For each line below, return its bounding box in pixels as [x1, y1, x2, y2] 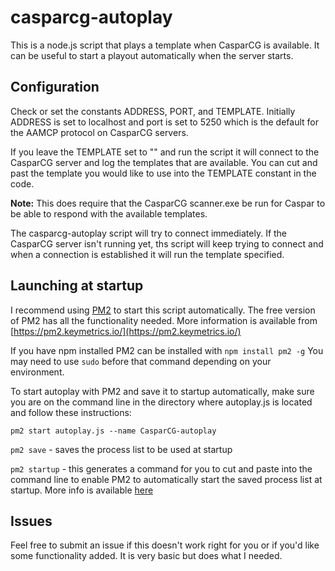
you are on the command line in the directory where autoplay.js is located [10, 396, 313, 408]
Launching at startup [10, 277, 144, 295]
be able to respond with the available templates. [10, 207, 208, 220]
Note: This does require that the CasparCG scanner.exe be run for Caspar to [10, 197, 326, 209]
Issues [10, 512, 53, 530]
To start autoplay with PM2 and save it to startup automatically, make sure [10, 385, 315, 397]
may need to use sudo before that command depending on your [10, 355, 272, 367]
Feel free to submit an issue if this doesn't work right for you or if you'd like [10, 539, 320, 551]
